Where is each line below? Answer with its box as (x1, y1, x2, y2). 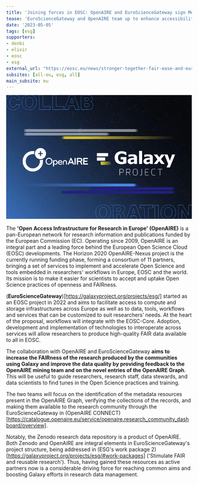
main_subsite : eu (6, 78, 49, 84)
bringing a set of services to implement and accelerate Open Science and (6, 262, 185, 269)
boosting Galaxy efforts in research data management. (6, 471, 138, 478)
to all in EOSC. (6, 337, 41, 344)
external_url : (6, 65, 41, 71)
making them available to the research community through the (6, 403, 157, 410)
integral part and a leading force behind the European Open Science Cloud (6, 243, 187, 251)
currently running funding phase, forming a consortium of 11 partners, (6, 256, 175, 264)
